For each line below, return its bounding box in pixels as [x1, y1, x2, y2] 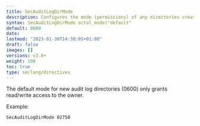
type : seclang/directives [6, 69, 70, 75]
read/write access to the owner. [6, 92, 85, 99]
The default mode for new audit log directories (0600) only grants [6, 85, 168, 92]
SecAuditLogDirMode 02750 [6, 115, 70, 121]
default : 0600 [6, 25, 42, 31]
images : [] [6, 47, 33, 53]
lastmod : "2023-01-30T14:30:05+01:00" [6, 36, 102, 42]
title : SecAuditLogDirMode [6, 8, 73, 15]
